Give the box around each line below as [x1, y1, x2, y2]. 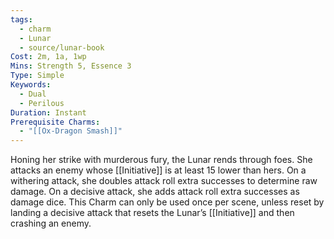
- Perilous [19, 98, 65, 108]
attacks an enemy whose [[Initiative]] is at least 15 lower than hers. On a [10, 164, 307, 176]
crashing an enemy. [10, 217, 92, 230]
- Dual [19, 89, 47, 99]
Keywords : [10, 80, 52, 90]
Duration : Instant [10, 107, 87, 118]
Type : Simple [10, 71, 65, 81]
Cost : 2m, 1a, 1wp [10, 52, 87, 62]
